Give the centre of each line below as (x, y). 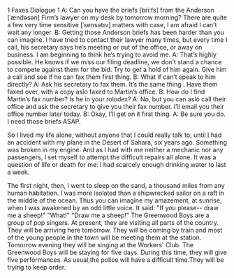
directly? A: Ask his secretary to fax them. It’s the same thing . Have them (112, 84)
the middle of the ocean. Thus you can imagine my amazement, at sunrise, (115, 200)
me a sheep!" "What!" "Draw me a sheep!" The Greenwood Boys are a (108, 215)
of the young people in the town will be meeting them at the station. (104, 237)
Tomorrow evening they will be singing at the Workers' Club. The (101, 245)
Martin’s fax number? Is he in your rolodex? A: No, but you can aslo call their (117, 99)
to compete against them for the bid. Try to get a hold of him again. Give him (117, 69)
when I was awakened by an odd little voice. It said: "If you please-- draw (113, 208)
